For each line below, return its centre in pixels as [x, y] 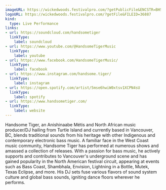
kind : [11, 19]
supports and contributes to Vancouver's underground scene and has [76, 156]
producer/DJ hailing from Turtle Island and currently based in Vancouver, [79, 130]
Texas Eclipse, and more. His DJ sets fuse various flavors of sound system [81, 172]
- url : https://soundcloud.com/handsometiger [53, 33]
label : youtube [30, 56]
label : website [30, 111]
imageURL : [15, 10]
